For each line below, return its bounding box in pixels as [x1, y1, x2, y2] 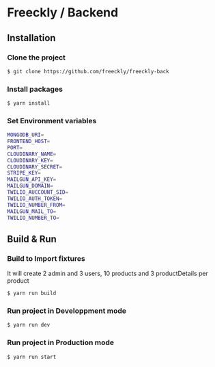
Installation [7, 32, 56, 44]
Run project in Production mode [7, 338, 115, 347]
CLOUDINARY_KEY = [7, 157, 53, 164]
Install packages [7, 84, 63, 94]
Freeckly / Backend [7, 5, 119, 21]
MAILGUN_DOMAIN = [7, 183, 53, 190]
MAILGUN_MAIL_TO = [7, 207, 57, 215]
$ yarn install [7, 100, 51, 107]
